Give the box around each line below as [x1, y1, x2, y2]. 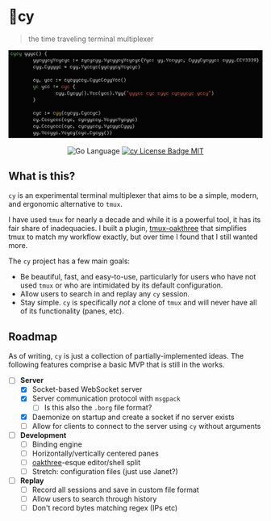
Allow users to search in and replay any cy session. [19, 289, 190, 299]
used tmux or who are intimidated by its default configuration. [19, 280, 223, 290]
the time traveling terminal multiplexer [27, 34, 154, 44]
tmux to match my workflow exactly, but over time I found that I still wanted [8, 232, 258, 242]
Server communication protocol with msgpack [31, 393, 181, 403]
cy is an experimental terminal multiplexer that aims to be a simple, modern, [8, 191, 260, 200]
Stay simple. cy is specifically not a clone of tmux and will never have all [19, 298, 257, 308]
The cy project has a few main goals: [8, 256, 131, 266]
